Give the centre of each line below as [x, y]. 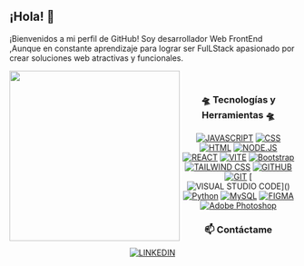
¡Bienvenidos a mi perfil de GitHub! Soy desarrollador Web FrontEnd [136, 38]
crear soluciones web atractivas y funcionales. [97, 58]
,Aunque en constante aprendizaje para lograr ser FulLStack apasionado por [152, 48]
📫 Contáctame [238, 230]
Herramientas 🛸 [238, 114]
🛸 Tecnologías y [239, 99]
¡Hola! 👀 [32, 17]
